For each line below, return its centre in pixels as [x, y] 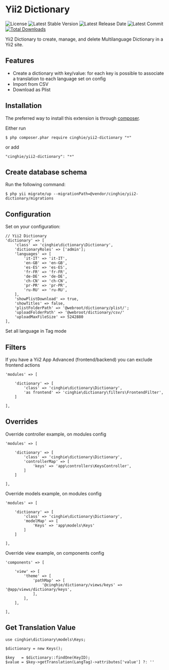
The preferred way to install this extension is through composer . [73, 118]
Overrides [22, 422]
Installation [24, 106]
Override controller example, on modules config [56, 434]
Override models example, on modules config [54, 493]
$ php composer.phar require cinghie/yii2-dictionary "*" [68, 137]
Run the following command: [35, 185]
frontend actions [23, 365]
